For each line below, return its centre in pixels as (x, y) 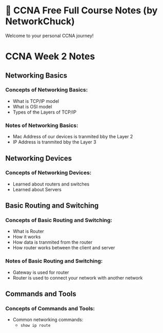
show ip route (35, 326)
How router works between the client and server (64, 248)
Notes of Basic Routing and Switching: (54, 261)
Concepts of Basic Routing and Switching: (59, 220)
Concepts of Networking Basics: (47, 90)
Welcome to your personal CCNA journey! (49, 35)
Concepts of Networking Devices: (48, 173)
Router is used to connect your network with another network (78, 277)
